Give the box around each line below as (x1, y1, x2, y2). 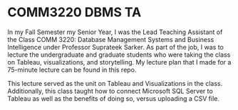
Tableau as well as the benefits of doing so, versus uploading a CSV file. (7, 94, 219, 103)
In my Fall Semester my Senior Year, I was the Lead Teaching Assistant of (7, 28, 223, 36)
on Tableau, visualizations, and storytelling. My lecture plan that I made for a (7, 57, 232, 66)
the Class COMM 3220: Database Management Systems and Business (7, 35, 214, 43)
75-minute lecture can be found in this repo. (7, 65, 137, 74)
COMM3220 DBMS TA (7, 4, 142, 21)
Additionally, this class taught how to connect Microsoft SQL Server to (7, 87, 214, 95)
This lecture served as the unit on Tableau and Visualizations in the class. (7, 79, 223, 87)
